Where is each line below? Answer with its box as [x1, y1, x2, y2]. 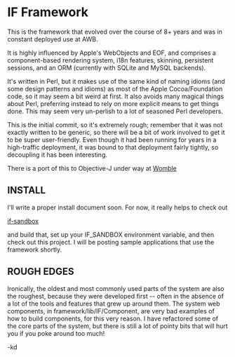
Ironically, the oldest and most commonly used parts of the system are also [7, 284, 224, 292]
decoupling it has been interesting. [7, 150, 107, 159]
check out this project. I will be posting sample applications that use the [7, 238, 215, 246]
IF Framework [7, 4, 89, 20]
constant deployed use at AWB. [7, 34, 98, 43]
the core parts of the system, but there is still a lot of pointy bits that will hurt [7, 321, 228, 330]
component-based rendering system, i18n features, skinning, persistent [7, 56, 214, 64]
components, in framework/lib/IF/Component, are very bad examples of [7, 306, 215, 315]
